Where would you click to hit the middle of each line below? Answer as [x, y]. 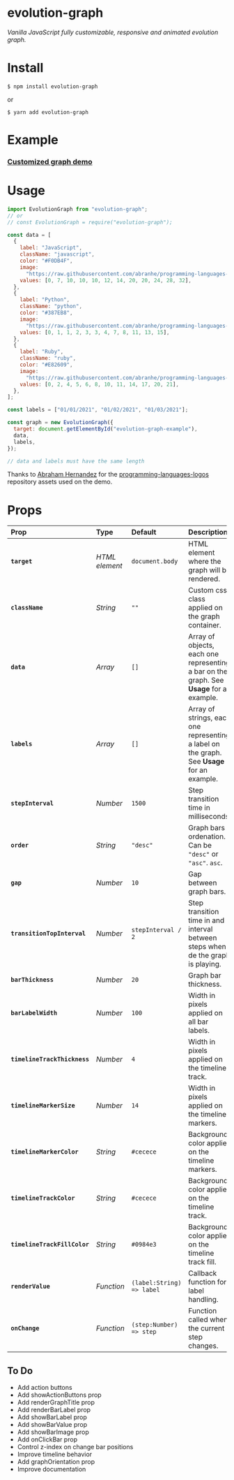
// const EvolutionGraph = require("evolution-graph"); [90, 222]
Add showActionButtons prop [60, 1395]
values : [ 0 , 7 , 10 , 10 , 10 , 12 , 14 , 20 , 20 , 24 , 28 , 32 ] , [106, 280]
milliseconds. [209, 817]
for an [197, 770]
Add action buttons [45, 1388]
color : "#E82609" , [46, 365]
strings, [200, 718]
